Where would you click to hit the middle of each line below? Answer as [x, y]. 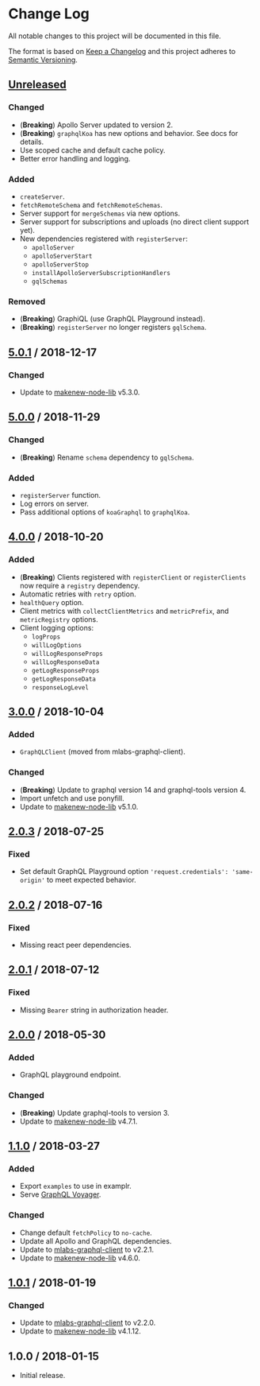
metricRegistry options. [59, 619]
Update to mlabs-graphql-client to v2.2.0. [88, 1323]
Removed [27, 301]
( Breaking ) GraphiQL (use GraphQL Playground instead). [112, 319]
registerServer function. [60, 495]
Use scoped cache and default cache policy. [92, 150]
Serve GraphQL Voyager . [60, 1194]
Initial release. [42, 1376]
